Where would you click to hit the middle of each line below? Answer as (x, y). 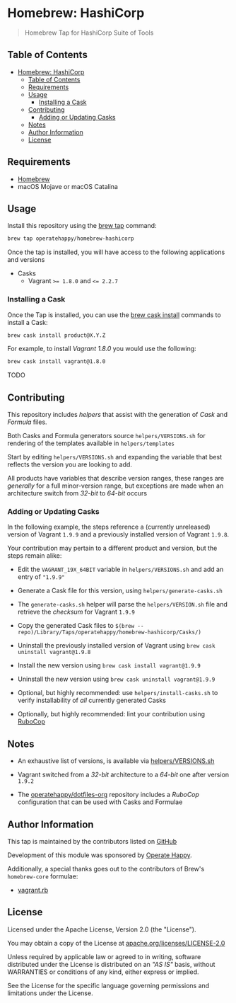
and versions (26, 260)
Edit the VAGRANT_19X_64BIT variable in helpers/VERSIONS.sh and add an (120, 569)
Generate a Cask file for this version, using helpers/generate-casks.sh (120, 591)
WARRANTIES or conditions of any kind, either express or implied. (103, 972)
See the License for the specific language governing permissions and (108, 985)
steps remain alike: (35, 556)
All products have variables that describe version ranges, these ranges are (116, 478)
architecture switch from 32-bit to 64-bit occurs (77, 493)
